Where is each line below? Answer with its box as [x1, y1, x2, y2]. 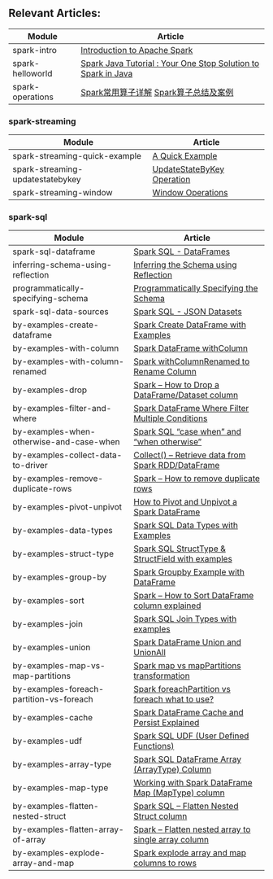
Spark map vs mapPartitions [133, 660, 241, 671]
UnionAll [133, 647, 167, 658]
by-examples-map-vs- [12, 660, 106, 671]
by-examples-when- [12, 426, 96, 438]
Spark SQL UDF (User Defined [133, 730, 249, 741]
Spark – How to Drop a [133, 379, 219, 391]
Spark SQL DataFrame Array [133, 754, 242, 765]
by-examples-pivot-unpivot [12, 501, 123, 513]
